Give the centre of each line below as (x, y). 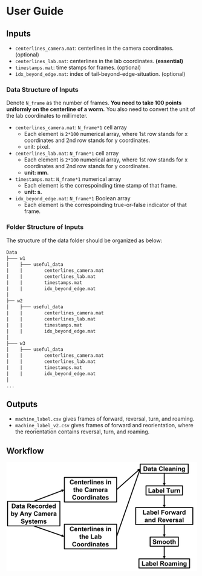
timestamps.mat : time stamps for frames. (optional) (78, 67)
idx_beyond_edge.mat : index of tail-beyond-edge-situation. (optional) (100, 74)
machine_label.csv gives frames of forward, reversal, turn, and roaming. (105, 419)
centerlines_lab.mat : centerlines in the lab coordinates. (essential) (99, 61)
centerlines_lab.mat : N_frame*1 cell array (67, 154)
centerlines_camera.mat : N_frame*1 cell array (71, 127)
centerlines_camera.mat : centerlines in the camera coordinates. (94, 48)
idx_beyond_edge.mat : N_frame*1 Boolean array (73, 198)
